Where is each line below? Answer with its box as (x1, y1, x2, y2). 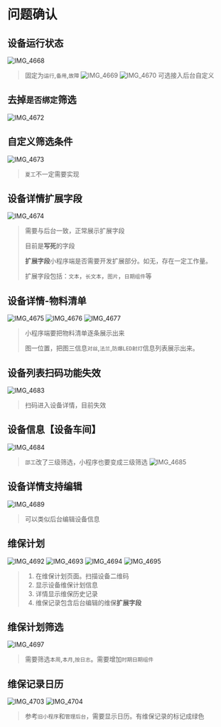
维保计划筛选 (7, 621, 64, 633)
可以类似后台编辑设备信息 (24, 514, 100, 523)
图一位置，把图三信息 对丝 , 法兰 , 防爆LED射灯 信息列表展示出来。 (24, 344, 199, 352)
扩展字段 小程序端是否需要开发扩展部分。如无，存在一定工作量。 (24, 257, 212, 266)
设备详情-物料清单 (7, 295, 87, 307)
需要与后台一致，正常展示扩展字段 (24, 226, 125, 235)
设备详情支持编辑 (7, 481, 82, 493)
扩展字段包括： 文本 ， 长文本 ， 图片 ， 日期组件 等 (24, 272, 152, 281)
